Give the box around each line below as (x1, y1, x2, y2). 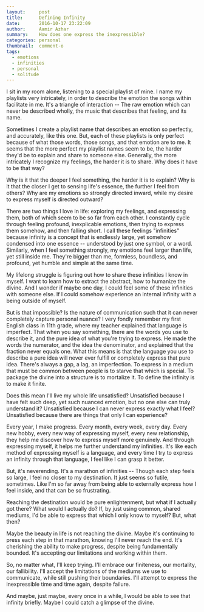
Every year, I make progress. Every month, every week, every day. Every (6, 423, 188, 430)
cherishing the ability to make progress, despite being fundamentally (6, 543, 178, 550)
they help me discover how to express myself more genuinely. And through (6, 436, 194, 444)
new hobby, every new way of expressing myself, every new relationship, (6, 430, 190, 437)
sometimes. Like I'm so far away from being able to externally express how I (6, 480, 197, 488)
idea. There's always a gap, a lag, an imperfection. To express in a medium (6, 361, 194, 368)
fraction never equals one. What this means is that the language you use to (6, 348, 194, 355)
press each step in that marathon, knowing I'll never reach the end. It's (6, 536, 183, 544)
